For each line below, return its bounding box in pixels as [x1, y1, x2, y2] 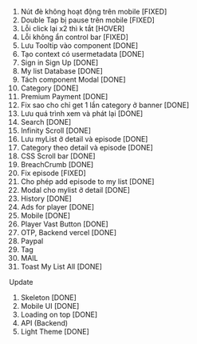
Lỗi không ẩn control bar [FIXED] [20, 32, 128, 42]
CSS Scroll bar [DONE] [20, 151, 96, 161]
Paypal [20, 236, 44, 246]
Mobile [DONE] [20, 211, 71, 220]
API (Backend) [20, 318, 69, 327]
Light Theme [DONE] [20, 327, 90, 336]
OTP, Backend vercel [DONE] [20, 228, 117, 237]
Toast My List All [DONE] [20, 262, 103, 271]
